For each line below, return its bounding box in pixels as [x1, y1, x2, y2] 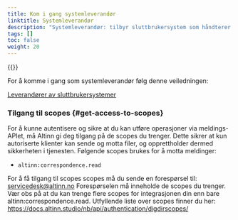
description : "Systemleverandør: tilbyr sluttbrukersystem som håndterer [7, 23, 232, 31]
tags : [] [7, 30, 33, 38]
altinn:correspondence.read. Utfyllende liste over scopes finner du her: [7, 197, 216, 206]
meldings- [198, 124, 229, 133]
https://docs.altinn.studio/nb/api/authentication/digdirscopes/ [7, 204, 189, 213]
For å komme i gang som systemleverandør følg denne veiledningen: [7, 77, 209, 85]
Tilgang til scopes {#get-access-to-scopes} [7, 108, 164, 118]
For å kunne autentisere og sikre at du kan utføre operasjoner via [7, 124, 197, 133]
